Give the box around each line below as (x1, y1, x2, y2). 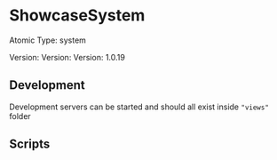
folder (9, 110, 31, 121)
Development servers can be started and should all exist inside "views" (9, 101, 269, 112)
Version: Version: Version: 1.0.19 (9, 52, 126, 62)
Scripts (9, 137, 51, 152)
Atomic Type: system (9, 35, 87, 45)
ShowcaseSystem (9, 5, 146, 26)
